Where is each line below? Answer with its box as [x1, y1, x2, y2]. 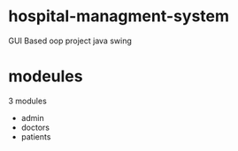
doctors [20, 122, 50, 132]
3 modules [8, 95, 48, 106]
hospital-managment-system [8, 6, 230, 26]
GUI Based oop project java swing [8, 35, 132, 46]
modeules [8, 66, 83, 87]
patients [20, 131, 51, 142]
